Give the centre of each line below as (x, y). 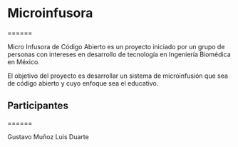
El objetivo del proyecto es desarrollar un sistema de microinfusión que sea (118, 76)
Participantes (38, 106)
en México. (24, 61)
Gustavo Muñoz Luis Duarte (48, 136)
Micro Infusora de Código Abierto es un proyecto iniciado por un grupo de (116, 46)
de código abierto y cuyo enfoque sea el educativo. (83, 83)
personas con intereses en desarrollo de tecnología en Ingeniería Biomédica (119, 54)
